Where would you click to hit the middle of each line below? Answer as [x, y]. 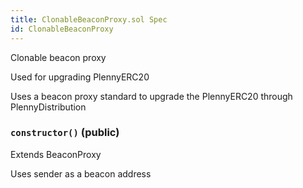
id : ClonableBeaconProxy [62, 29]
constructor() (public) [65, 133]
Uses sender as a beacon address [81, 173]
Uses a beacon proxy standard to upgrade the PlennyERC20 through [151, 96]
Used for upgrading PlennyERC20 [80, 77]
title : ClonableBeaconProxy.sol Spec [89, 19]
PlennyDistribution [48, 107]
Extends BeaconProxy [56, 154]
